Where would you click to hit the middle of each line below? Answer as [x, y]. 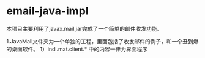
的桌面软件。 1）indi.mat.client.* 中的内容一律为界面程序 [77, 49]
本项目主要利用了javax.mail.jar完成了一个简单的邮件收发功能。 [84, 28]
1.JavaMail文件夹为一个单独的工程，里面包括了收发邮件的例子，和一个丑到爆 [102, 41]
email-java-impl [47, 11]
